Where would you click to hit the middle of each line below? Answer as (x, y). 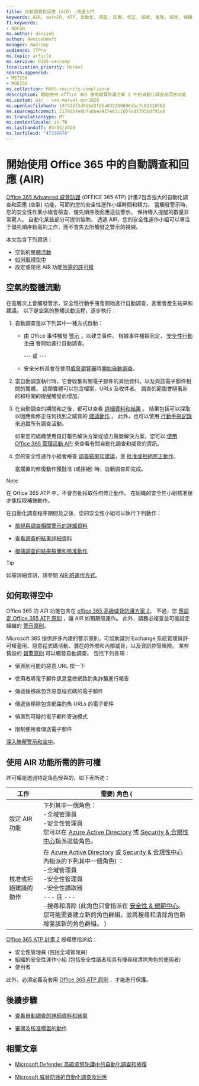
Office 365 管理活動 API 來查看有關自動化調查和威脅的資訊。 (89, 443)
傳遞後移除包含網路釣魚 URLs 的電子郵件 (64, 704)
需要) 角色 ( (116, 794)
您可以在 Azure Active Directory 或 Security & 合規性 (116, 832)
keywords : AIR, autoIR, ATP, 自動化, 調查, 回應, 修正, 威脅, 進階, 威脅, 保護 (99, 17)
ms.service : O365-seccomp (38, 61)
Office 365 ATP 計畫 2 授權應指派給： (52, 940)
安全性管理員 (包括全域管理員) (51, 952)
